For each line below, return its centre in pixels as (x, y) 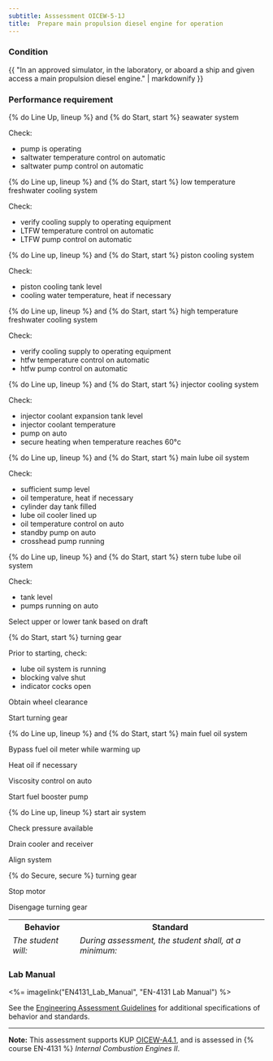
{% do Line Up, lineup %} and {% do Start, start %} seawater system (124, 117)
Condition (28, 52)
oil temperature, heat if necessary (77, 498)
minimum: (99, 951)
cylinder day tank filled (58, 506)
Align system (30, 860)
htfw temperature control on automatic (85, 360)
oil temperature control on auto (72, 524)
